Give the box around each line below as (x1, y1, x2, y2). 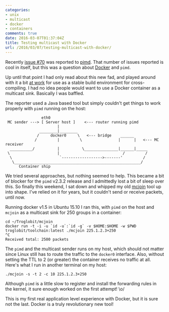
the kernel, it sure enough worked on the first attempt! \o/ (5, 286, 125, 292)
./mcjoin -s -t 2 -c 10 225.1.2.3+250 (5, 272, 87, 277)
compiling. (5, 84, 27, 91)
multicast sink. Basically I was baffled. (5, 90, 85, 96)
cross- (131, 79, 145, 85)
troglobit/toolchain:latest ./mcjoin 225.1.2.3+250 (5, 228, 116, 233)
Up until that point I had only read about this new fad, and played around (5, 74, 156, 80)
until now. (5, 194, 25, 200)
